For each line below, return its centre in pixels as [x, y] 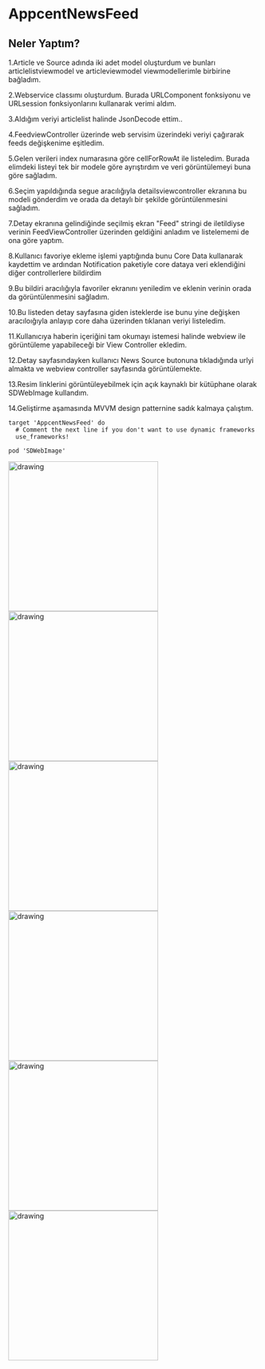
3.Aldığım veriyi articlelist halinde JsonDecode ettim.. [96, 119]
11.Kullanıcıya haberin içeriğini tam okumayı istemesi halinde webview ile [127, 336]
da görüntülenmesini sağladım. [59, 297]
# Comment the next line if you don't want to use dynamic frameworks [135, 430]
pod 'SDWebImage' [37, 451]
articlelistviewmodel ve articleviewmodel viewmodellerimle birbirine [120, 71]
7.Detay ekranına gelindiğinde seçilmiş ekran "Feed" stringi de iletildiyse [127, 223]
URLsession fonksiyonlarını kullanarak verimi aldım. [93, 103]
